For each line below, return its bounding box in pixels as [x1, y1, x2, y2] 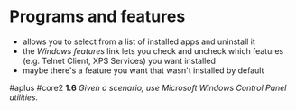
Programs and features [9, 6, 186, 27]
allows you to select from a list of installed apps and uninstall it [22, 36, 255, 47]
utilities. [9, 92, 39, 103]
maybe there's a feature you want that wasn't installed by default [22, 65, 264, 76]
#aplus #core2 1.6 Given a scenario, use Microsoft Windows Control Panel [9, 82, 287, 93]
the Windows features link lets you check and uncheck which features [22, 45, 284, 56]
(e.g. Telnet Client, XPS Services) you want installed [22, 55, 217, 66]
